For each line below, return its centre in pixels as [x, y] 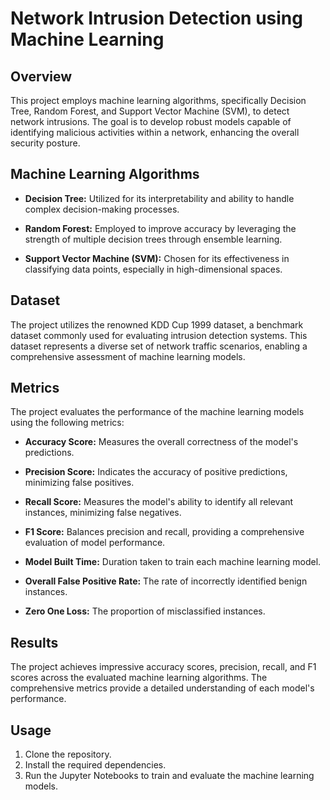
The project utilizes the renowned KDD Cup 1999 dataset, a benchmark [157, 324]
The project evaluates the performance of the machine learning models [157, 412]
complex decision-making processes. [102, 209]
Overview [41, 76]
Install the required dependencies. [95, 765]
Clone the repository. [68, 754]
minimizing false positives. [79, 483]
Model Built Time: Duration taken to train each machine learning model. [173, 562]
